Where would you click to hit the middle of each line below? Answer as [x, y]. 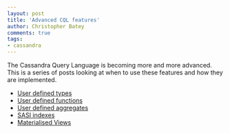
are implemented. [32, 80]
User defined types [44, 93]
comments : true [29, 33]
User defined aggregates [52, 108]
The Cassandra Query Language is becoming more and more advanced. [109, 65]
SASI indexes [36, 115]
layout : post [26, 13]
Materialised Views [44, 122]
